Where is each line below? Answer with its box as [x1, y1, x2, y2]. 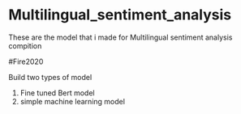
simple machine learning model [19, 96, 126, 106]
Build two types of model [8, 72, 93, 82]
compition [8, 40, 42, 50]
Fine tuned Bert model [19, 87, 95, 98]
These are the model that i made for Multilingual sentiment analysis [8, 32, 233, 42]
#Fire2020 [8, 57, 44, 66]
